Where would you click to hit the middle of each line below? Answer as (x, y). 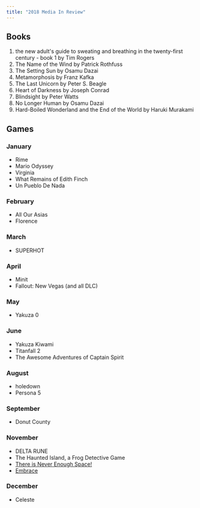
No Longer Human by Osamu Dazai (59, 103)
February (20, 201)
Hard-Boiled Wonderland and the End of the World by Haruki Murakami (104, 110)
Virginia (25, 173)
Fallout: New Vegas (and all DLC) (56, 286)
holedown (28, 386)
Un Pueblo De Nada (40, 186)
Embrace (27, 470)
